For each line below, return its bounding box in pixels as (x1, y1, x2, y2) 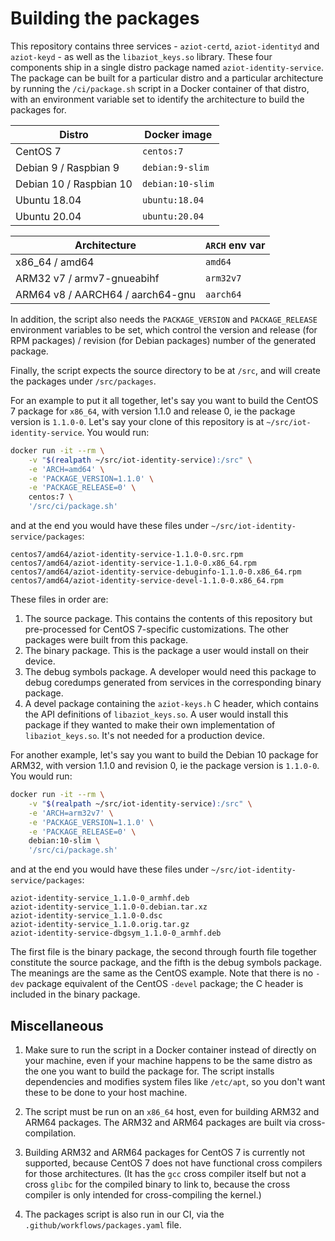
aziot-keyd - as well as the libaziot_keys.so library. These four (10, 50, 273, 62)
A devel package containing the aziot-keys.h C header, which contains (24, 698, 319, 710)
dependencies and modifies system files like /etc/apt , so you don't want (24, 1076, 326, 1087)
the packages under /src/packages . (10, 375, 157, 387)
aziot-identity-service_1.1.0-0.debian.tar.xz (10, 902, 208, 912)
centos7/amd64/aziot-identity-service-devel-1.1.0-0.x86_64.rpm (10, 576, 284, 586)
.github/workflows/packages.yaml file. (24, 1219, 182, 1231)
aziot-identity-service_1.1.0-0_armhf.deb (10, 893, 190, 904)
